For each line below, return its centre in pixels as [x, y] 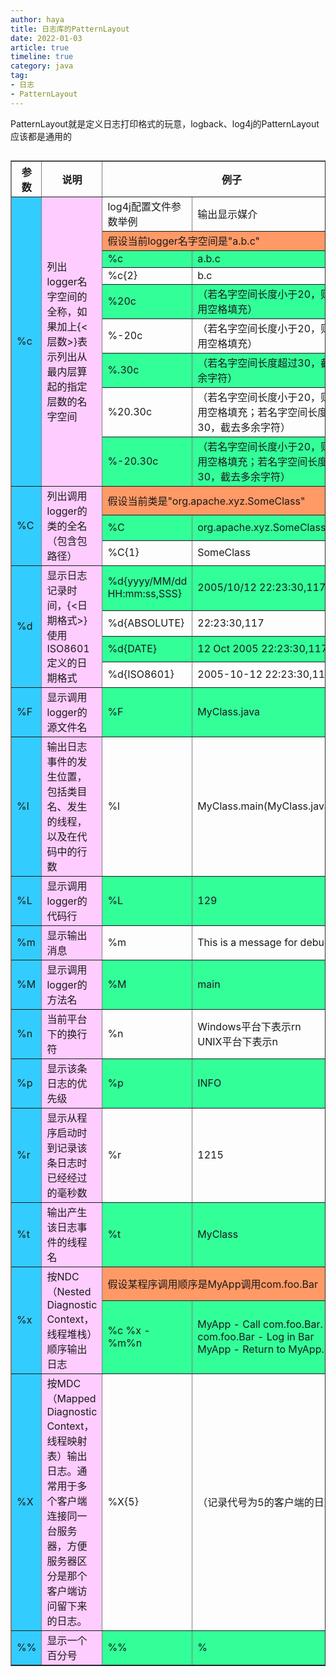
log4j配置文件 [139, 207]
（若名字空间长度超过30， [259, 363]
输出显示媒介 [227, 214]
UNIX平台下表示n [237, 1042]
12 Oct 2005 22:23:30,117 [262, 648]
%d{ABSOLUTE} [146, 623]
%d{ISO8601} [141, 674]
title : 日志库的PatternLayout [70, 29]
